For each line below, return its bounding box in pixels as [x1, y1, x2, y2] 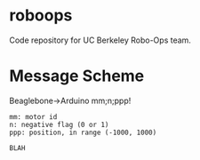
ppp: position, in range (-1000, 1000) [9, 128, 157, 137]
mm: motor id [9, 112, 58, 121]
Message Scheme [9, 66, 145, 86]
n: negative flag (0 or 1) [9, 120, 109, 129]
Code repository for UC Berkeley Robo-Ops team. [9, 35, 191, 45]
